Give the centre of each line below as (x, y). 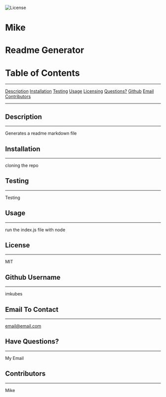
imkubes (14, 294)
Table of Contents (42, 73)
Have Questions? (32, 342)
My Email (14, 358)
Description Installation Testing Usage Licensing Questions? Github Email (80, 91)
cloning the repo (22, 165)
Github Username (33, 277)
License (18, 245)
